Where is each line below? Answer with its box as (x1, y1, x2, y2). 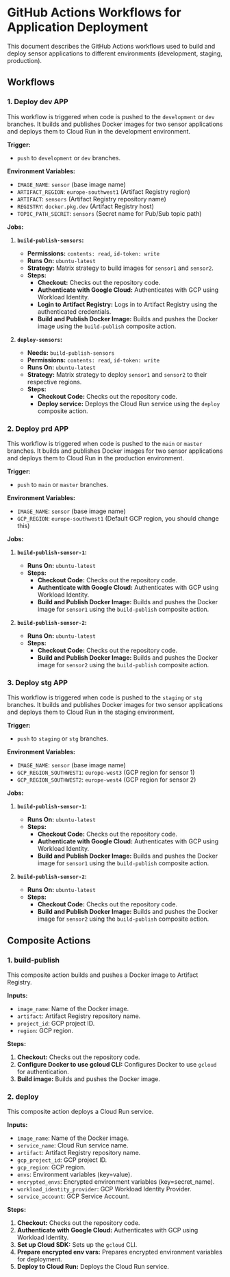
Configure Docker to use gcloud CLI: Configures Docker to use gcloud (16, 1060, 217, 1068)
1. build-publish (7, 955, 60, 965)
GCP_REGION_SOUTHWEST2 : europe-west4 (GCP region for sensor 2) (16, 776, 196, 784)
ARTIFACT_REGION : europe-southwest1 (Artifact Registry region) (16, 187, 190, 196)
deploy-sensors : (16, 335, 63, 343)
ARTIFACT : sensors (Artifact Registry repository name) (16, 195, 166, 203)
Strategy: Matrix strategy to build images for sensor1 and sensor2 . (27, 264, 214, 272)
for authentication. (16, 1067, 70, 1076)
